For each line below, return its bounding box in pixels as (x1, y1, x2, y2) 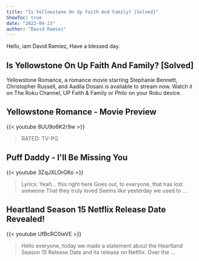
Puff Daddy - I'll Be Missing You (6, 153, 128, 163)
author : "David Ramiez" (6, 26, 67, 32)
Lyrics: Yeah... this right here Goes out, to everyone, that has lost (21, 180, 183, 187)
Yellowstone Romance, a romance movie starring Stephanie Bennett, (6, 77, 178, 84)
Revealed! (6, 214, 46, 224)
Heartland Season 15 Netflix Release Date (6, 204, 166, 215)
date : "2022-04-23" (6, 20, 56, 26)
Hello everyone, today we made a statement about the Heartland (21, 242, 183, 249)
